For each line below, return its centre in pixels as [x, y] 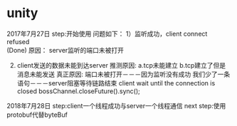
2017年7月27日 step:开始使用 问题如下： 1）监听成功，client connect [107, 33]
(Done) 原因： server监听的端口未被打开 [65, 50]
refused [18, 41]
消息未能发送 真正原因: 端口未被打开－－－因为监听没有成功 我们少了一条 [123, 74]
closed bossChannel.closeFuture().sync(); [78, 91]
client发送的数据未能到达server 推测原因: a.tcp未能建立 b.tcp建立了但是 [121, 65]
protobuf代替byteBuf [37, 115]
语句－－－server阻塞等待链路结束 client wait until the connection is [116, 83]
